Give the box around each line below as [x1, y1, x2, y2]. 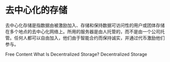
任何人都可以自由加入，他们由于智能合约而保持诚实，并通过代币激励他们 [14, 35, 165, 41]
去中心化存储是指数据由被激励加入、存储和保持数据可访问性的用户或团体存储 [5, 22, 165, 28]
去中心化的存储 [5, 5, 68, 16]
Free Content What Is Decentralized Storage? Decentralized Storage [5, 51, 148, 57]
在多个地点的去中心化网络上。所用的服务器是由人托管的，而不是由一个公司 [5, 28, 160, 34]
